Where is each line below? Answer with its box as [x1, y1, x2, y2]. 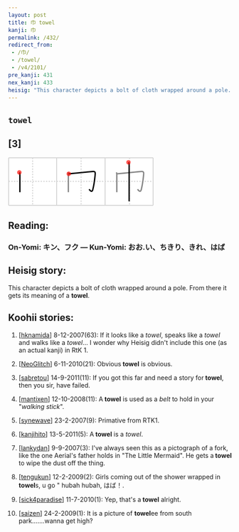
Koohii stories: [8, 312, 74, 324]
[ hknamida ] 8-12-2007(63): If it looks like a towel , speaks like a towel [18, 331, 221, 339]
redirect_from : [8, 41, 53, 49]
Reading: [8, 219, 49, 231]
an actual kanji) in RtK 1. [18, 346, 88, 354]
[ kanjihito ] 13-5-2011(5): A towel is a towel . [18, 430, 144, 438]
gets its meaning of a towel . [8, 291, 90, 299]
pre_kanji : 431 [8, 71, 53, 78]
